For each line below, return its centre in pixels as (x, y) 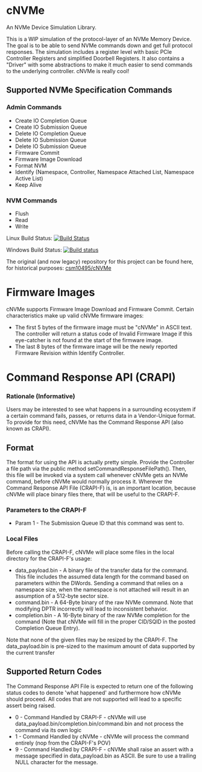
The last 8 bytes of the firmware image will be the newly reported (96, 346)
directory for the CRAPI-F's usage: (49, 558)
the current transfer (31, 652)
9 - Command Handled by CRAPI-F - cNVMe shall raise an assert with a (104, 749)
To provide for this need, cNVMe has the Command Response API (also (95, 422)
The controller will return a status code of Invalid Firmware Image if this (104, 334)
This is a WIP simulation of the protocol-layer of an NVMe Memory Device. (99, 39)
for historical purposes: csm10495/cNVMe (59, 268)
